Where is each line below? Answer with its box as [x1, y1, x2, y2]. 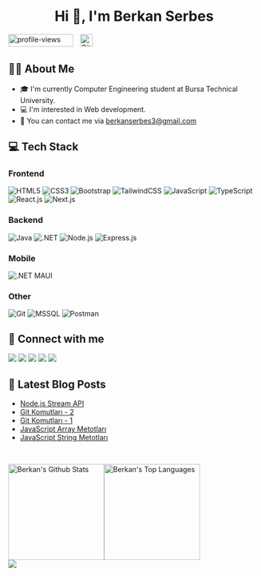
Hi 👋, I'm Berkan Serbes [54, 7, 214, 26]
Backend [8, 215, 44, 226]
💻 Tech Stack [8, 140, 79, 154]
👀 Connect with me [8, 332, 105, 346]
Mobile [8, 252, 36, 264]
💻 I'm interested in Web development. [19, 104, 146, 114]
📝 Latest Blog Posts [8, 377, 106, 391]
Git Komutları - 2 [19, 407, 74, 416]
